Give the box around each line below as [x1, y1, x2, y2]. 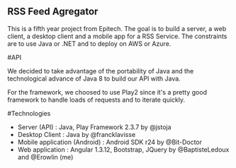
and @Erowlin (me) [17, 152, 74, 161]
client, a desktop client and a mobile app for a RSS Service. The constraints [7, 32, 227, 40]
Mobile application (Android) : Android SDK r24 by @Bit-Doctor [17, 138, 203, 146]
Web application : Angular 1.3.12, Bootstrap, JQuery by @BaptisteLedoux [17, 145, 230, 154]
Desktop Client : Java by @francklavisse [17, 130, 136, 138]
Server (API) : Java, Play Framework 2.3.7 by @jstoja [17, 123, 172, 131]
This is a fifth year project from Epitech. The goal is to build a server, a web [7, 24, 227, 32]
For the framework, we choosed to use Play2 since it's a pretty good [7, 88, 208, 96]
